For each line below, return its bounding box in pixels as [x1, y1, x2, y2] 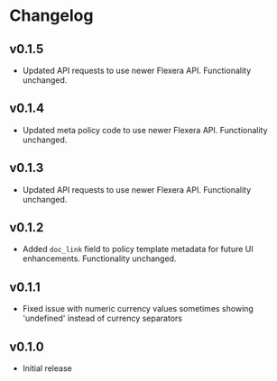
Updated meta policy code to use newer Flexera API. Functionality [22, 124, 268, 135]
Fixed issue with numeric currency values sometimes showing [22, 304, 254, 314]
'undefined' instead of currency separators [22, 313, 183, 324]
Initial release [22, 363, 72, 374]
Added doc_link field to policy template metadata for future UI [22, 244, 254, 255]
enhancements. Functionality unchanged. [22, 253, 177, 264]
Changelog [9, 5, 94, 26]
